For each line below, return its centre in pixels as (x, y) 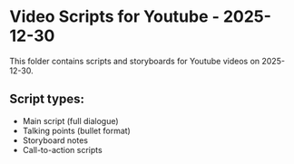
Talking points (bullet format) (77, 130)
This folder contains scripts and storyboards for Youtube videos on (135, 61)
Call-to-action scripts (62, 150)
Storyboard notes (55, 140)
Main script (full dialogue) (71, 121)
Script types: (47, 99)
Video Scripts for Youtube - (115, 17)
